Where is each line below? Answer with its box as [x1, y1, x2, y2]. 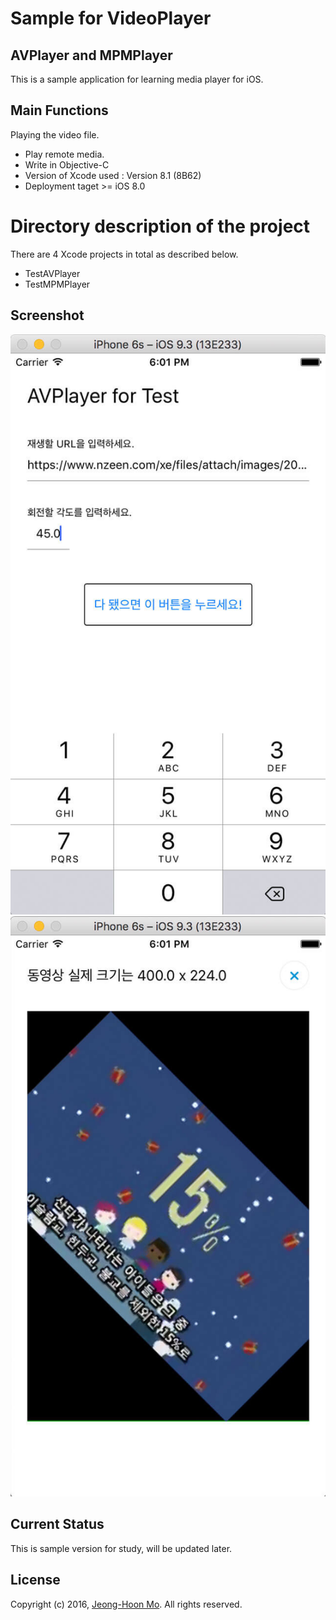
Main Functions [10, 102, 109, 119]
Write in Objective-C [24, 158, 110, 171]
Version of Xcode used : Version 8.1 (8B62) [24, 169, 202, 181]
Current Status [10, 1516, 105, 1533]
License [10, 1572, 61, 1589]
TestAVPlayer [24, 267, 81, 279]
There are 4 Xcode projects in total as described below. [10, 248, 239, 260]
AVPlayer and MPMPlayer [10, 47, 173, 64]
